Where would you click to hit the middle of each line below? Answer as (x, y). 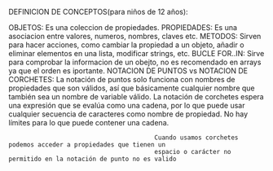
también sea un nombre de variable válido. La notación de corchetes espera (136, 96)
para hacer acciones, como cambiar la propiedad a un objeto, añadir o (126, 45)
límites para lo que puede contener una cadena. (89, 123)
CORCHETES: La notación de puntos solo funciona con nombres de (122, 79)
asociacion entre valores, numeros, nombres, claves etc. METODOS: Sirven (135, 36)
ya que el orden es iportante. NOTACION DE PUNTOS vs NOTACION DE (128, 71)
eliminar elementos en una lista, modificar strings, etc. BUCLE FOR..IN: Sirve (136, 53)
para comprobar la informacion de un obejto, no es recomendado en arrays (135, 62)
